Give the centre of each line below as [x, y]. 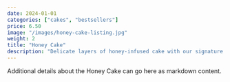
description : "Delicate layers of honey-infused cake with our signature [115, 52]
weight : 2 [21, 39]
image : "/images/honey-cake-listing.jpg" [67, 32]
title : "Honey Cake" [37, 45]
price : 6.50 [24, 26]
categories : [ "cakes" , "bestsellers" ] [63, 20]
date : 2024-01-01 [32, 13]
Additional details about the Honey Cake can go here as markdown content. [114, 71]
